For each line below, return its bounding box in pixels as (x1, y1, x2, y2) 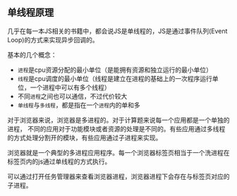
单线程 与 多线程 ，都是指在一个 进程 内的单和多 (17, 101, 140, 109)
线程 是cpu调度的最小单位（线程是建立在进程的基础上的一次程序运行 (17, 74, 213, 82)
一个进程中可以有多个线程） (30, 83, 111, 92)
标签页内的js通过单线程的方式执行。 (7, 157, 111, 166)
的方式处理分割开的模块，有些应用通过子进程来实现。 (7, 133, 162, 142)
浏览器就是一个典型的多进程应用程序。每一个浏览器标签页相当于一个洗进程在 (7, 148, 230, 157)
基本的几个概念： (7, 50, 57, 59)
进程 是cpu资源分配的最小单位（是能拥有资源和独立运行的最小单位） (17, 66, 213, 74)
